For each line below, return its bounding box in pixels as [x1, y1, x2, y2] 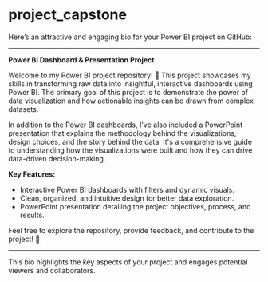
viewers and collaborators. [8, 265, 96, 275]
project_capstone [8, 6, 128, 24]
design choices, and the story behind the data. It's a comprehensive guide [8, 137, 253, 146]
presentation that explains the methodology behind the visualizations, [8, 128, 237, 137]
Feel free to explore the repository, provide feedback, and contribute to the [8, 225, 254, 235]
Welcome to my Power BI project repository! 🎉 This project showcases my [8, 70, 251, 80]
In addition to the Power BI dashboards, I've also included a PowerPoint [8, 120, 243, 129]
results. [19, 210, 45, 220]
